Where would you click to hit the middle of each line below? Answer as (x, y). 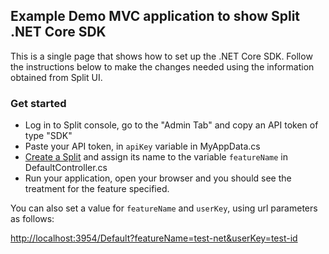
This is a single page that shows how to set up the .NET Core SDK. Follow (161, 56)
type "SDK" (48, 136)
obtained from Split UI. (56, 77)
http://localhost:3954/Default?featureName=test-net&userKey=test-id (154, 238)
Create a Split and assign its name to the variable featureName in (156, 157)
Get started (38, 103)
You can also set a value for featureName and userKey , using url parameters (164, 208)
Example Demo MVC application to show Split (155, 16)
